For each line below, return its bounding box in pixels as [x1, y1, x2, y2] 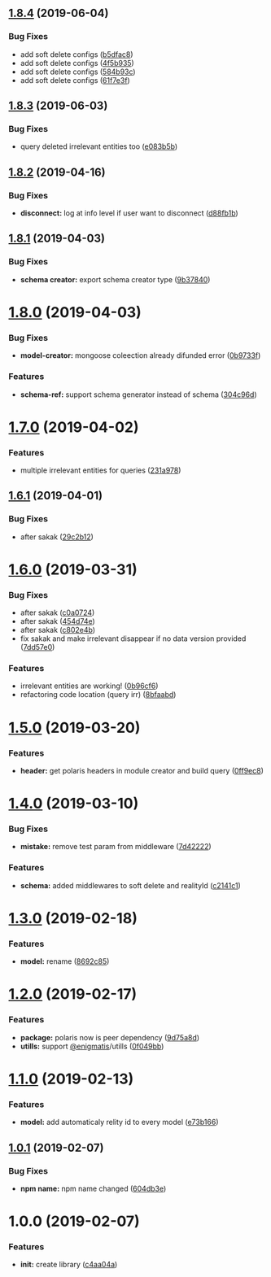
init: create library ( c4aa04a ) [20, 1260, 118, 1270]
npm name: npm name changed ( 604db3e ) [20, 1183, 167, 1193]
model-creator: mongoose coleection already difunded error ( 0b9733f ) [20, 351, 261, 360]
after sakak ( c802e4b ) [20, 625, 96, 635]
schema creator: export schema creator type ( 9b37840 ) [20, 274, 211, 284]
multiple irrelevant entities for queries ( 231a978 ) [20, 465, 181, 475]
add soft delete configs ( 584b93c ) [20, 67, 136, 76]
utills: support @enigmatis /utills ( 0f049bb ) [20, 1041, 164, 1051]
